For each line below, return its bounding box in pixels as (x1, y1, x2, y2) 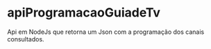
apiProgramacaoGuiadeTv (7, 5, 161, 21)
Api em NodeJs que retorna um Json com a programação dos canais (7, 28, 205, 36)
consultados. (7, 35, 44, 43)
